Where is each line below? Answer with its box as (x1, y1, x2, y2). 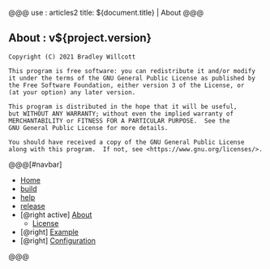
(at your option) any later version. (8, 88, 136, 97)
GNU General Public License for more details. (8, 124, 169, 132)
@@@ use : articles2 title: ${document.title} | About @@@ (8, 8, 204, 17)
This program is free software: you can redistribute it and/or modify (8, 67, 255, 75)
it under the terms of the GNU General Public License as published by (8, 74, 255, 82)
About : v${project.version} (8, 31, 152, 45)
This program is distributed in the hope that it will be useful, (8, 102, 238, 111)
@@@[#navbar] (8, 159, 62, 169)
